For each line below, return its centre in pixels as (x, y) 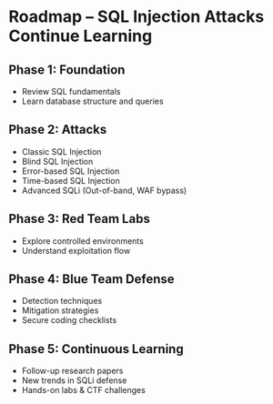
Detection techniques (62, 301)
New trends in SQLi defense (74, 380)
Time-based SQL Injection (71, 180)
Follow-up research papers (72, 371)
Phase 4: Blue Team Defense (91, 279)
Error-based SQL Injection (71, 171)
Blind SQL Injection (57, 161)
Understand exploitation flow (76, 250)
